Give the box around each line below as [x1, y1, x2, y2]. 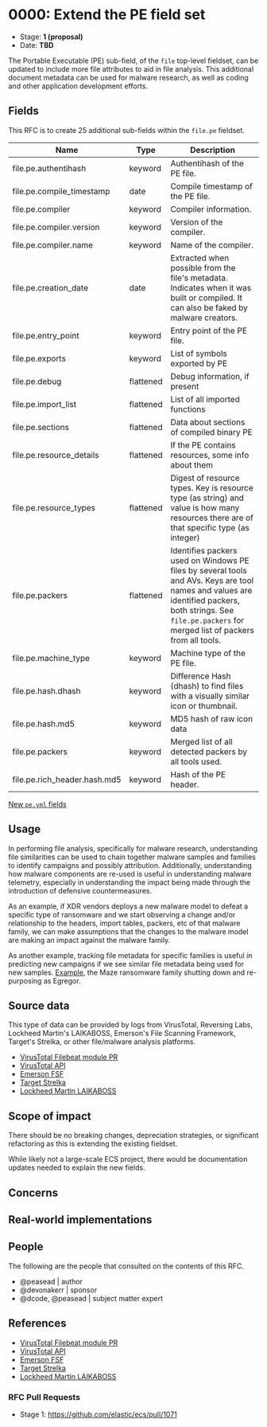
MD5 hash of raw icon [170, 713, 253, 724]
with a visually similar [170, 690, 250, 702]
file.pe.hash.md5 [12, 718, 75, 729]
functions [170, 404, 206, 415]
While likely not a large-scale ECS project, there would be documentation [8, 1155, 248, 1164]
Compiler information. [170, 203, 252, 214]
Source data [8, 999, 70, 1012]
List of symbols [170, 348, 228, 359]
